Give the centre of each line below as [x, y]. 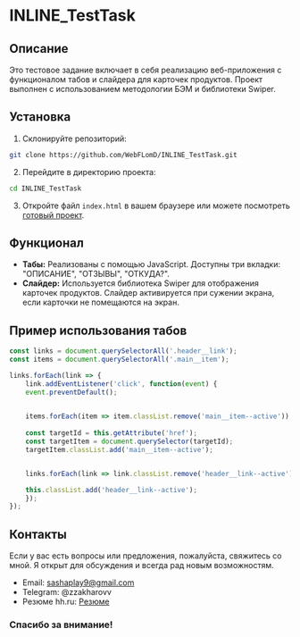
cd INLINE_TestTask [46, 189]
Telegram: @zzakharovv [67, 592]
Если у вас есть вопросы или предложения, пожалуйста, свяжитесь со [146, 556]
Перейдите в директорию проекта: [89, 172]
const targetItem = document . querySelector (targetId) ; [129, 442]
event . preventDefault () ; [71, 392]
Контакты [38, 534]
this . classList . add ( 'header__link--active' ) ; [112, 490]
